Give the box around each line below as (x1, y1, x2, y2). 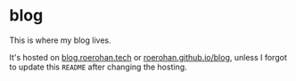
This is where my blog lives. (9, 35, 111, 45)
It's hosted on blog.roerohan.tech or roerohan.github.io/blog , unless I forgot (9, 52, 287, 62)
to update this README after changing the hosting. (9, 61, 187, 72)
